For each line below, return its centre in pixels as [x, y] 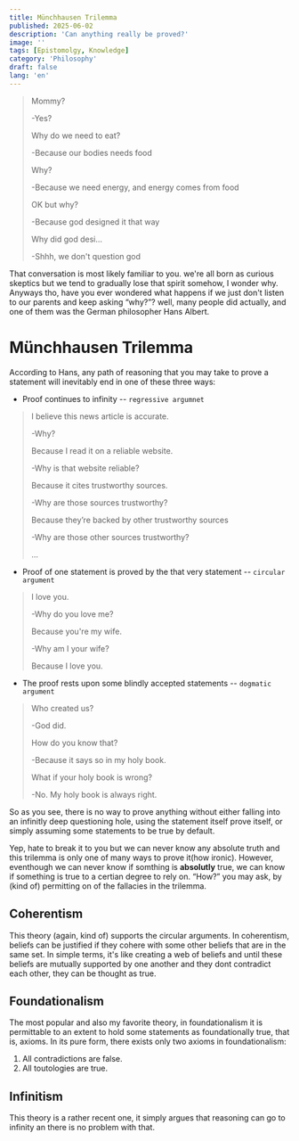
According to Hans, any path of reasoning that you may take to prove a [139, 372]
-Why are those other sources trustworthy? [110, 537]
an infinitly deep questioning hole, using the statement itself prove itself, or [146, 821]
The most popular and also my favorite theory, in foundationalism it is [136, 1022]
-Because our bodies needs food [92, 152]
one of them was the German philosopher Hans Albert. [109, 311]
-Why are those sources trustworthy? [99, 502]
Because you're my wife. [77, 631]
